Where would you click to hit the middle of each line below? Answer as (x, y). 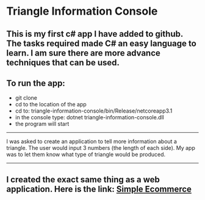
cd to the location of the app (51, 105)
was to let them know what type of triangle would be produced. (86, 155)
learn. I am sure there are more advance (83, 53)
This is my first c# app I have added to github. (95, 34)
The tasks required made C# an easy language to (101, 43)
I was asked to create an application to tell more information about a (92, 141)
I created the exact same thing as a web (83, 180)
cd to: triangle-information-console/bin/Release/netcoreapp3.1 (94, 111)
